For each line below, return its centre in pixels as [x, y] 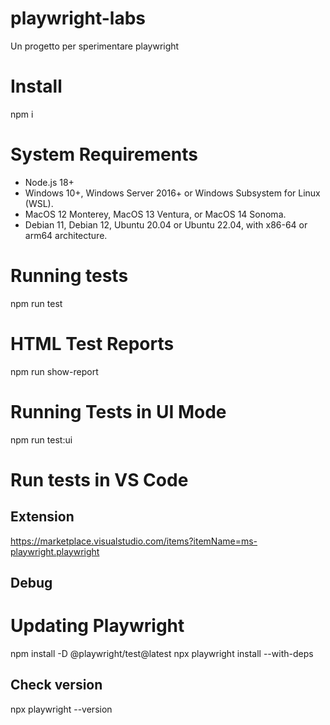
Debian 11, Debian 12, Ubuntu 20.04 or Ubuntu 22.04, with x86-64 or [166, 224]
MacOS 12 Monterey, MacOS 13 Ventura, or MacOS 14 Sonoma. [155, 214]
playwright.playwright [55, 551]
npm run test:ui [41, 439]
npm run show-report [54, 371]
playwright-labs [78, 18]
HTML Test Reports [92, 343]
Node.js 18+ [49, 182]
